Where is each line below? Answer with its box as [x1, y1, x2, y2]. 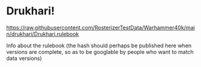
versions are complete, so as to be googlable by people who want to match [6, 48, 194, 55]
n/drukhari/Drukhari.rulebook [6, 30, 79, 37]
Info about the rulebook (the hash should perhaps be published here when [6, 42, 192, 49]
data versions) [6, 54, 42, 62]
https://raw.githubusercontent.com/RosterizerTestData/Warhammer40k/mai [6, 24, 195, 31]
